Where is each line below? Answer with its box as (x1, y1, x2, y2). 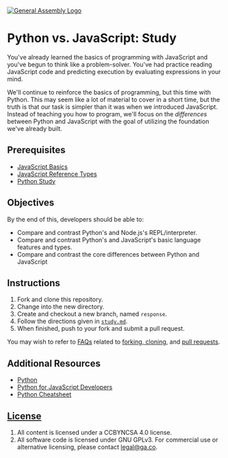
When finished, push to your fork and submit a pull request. (16, 325, 185, 333)
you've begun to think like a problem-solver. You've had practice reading (7, 60, 212, 68)
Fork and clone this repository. (16, 295, 103, 304)
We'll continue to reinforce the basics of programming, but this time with (7, 88, 211, 96)
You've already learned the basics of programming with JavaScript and (7, 53, 207, 61)
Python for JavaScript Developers (16, 383, 113, 392)
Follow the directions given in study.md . (16, 317, 128, 325)
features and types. (16, 243, 73, 251)
